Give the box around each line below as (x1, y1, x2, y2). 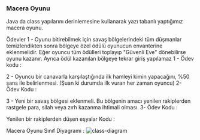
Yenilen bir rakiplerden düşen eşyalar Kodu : (6, 115, 115, 123)
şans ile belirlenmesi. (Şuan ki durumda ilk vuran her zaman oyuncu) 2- (6, 79, 182, 87)
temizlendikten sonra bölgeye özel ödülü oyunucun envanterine (6, 42, 163, 49)
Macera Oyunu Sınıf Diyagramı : (6, 127, 85, 135)
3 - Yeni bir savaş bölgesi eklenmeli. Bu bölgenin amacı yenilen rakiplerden (6, 97, 191, 105)
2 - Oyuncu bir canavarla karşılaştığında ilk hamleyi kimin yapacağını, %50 (6, 73, 190, 81)
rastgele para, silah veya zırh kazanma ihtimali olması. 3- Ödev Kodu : (6, 104, 178, 111)
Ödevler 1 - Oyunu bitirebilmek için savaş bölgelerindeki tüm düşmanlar (6, 36, 182, 43)
